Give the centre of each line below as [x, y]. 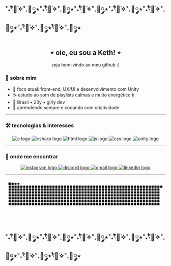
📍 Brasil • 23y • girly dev [39, 102]
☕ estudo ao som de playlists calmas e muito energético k [74, 95]
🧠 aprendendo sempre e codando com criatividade [66, 107]
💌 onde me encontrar [32, 156]
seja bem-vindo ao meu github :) [85, 65]
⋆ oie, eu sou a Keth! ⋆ [85, 53]
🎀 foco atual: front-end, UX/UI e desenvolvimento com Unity [76, 89]
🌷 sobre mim [21, 78]
